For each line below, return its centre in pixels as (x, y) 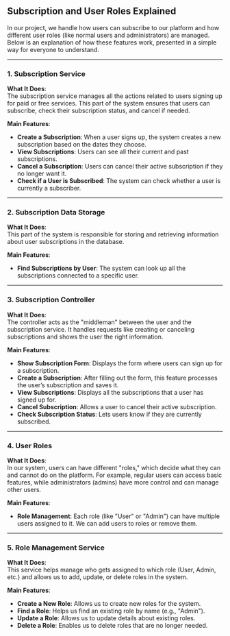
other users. (24, 490)
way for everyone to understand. (53, 49)
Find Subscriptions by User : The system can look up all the (101, 268)
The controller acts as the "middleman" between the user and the (99, 322)
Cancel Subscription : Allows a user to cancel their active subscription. (117, 406)
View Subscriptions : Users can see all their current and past (103, 152)
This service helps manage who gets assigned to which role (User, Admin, (112, 570)
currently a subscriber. (49, 188)
